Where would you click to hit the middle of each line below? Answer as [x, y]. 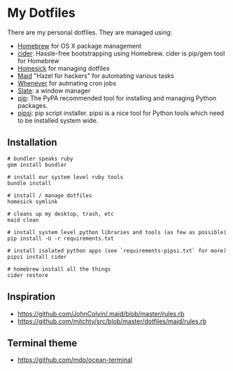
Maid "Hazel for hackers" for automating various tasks [96, 76]
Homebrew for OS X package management [79, 46]
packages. [33, 105]
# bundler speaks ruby [40, 158]
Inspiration [31, 297]
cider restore [28, 275]
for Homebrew [38, 60]
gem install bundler [37, 165]
